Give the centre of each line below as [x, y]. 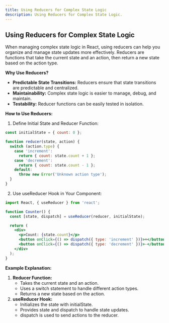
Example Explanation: [28, 268]
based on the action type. [32, 63]
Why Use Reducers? [27, 73]
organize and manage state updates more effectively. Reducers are [75, 52]
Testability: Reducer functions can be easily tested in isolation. [78, 104]
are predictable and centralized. [46, 88]
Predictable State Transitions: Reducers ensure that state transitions [84, 83]
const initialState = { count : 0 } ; [44, 133]
